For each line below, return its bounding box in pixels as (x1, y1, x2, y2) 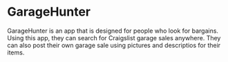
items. (7, 48, 25, 57)
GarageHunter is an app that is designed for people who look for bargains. (7, 27, 219, 35)
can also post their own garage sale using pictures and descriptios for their (7, 41, 221, 49)
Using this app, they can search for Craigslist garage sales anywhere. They (7, 33, 221, 42)
